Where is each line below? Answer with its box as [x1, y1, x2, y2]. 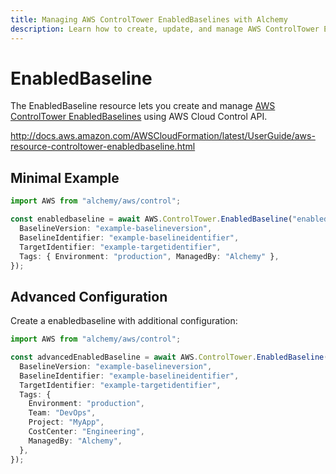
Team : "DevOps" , [28, 408, 97, 418]
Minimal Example [10, 169, 120, 186]
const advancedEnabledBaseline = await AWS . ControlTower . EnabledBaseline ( [10, 352, 329, 363]
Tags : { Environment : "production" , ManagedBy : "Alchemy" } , [19, 251, 280, 261]
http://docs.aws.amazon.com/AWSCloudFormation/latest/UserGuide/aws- [10, 130, 316, 142]
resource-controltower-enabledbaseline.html [10, 141, 196, 153]
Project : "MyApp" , [28, 417, 105, 428]
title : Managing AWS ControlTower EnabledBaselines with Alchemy [10, 14, 288, 25]
